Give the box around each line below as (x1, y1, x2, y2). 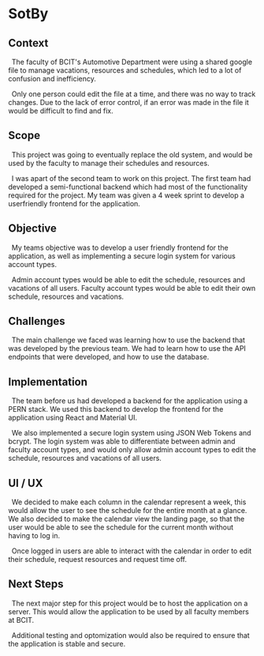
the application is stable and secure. (8, 639, 126, 648)
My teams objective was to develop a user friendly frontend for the (11, 243, 229, 252)
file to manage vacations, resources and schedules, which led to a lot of (8, 66, 242, 75)
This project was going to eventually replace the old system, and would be (11, 149, 254, 159)
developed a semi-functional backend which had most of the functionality (8, 182, 248, 191)
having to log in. (8, 531, 61, 541)
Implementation (8, 375, 88, 388)
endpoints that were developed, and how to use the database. (8, 353, 210, 362)
